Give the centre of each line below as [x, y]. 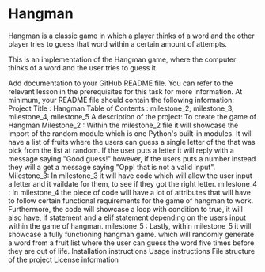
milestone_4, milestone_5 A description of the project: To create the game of [132, 116]
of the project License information [63, 259]
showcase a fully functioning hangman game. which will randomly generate [131, 234]
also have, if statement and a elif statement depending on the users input [127, 217]
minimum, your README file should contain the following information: [121, 100]
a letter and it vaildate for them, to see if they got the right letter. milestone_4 [133, 183]
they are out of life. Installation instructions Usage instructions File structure [132, 251]
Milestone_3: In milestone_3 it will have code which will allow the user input [131, 176]
